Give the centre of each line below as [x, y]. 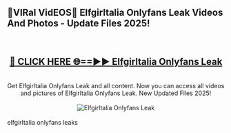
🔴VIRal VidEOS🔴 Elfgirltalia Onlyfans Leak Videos [115, 13]
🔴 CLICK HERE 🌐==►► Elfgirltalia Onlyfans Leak [116, 62]
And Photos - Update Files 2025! [79, 24]
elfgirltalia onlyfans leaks [42, 122]
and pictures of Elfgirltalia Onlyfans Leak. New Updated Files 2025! [116, 93]
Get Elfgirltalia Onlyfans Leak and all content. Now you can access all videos [116, 85]
